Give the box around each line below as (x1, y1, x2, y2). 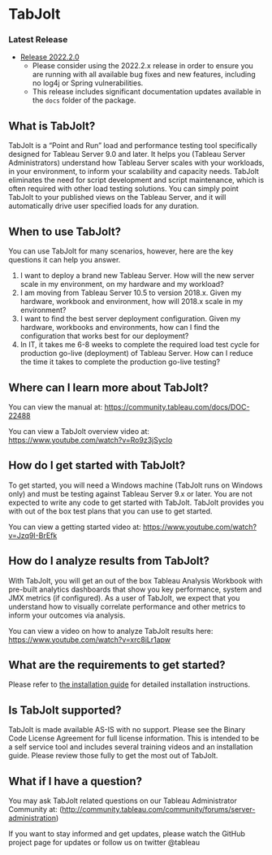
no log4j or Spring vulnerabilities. (32, 78, 144, 88)
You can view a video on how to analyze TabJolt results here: (8, 626, 214, 636)
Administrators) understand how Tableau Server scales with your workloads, (8, 158, 265, 167)
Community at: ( (8, 804, 63, 814)
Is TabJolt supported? (8, 703, 122, 717)
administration (8, 813, 57, 822)
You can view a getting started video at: (8, 522, 142, 532)
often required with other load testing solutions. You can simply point (8, 184, 240, 193)
